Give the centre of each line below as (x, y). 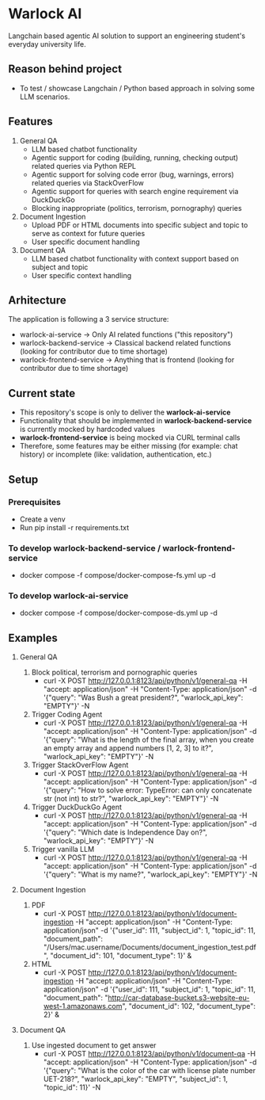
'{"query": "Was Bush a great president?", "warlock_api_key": (143, 697)
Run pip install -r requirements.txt (74, 527)
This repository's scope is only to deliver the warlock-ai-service (125, 412)
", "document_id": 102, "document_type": (189, 1006)
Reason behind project (65, 69)
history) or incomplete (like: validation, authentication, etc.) (115, 455)
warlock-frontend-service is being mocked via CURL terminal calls (130, 437)
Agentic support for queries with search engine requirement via (135, 191)
